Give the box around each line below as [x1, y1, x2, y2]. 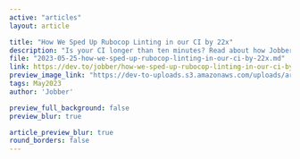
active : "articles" [9, 13, 82, 22]
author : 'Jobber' [9, 87, 74, 96]
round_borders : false [9, 136, 90, 146]
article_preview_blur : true [9, 128, 114, 137]
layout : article [9, 21, 70, 30]
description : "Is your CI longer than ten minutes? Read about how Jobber [9, 46, 294, 54]
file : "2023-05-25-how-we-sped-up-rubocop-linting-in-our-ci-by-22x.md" [9, 54, 286, 63]
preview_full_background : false [9, 104, 129, 113]
